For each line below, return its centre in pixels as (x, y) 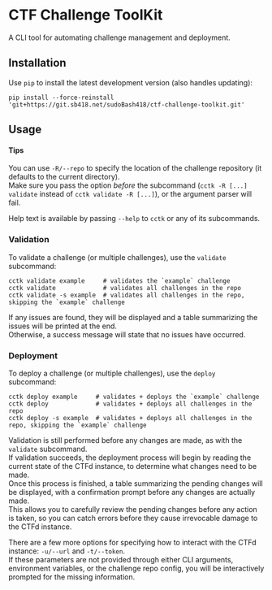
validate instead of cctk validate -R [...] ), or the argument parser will (130, 194)
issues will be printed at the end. (63, 326)
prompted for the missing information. (72, 577)
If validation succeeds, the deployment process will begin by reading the (130, 458)
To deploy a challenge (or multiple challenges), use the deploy (112, 373)
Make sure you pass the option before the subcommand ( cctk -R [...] (128, 185)
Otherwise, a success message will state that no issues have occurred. (127, 334)
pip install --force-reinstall (61, 98)
